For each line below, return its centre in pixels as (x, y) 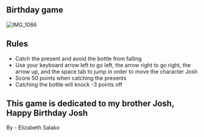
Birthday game (35, 10)
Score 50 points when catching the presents (71, 78)
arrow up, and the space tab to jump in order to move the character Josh (106, 71)
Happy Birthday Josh (47, 113)
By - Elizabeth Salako (33, 128)
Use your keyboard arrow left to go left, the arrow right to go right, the (103, 65)
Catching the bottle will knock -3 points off (69, 84)
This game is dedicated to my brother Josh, (90, 104)
